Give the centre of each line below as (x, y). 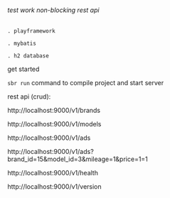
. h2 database (28, 56)
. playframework (31, 31)
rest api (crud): (29, 97)
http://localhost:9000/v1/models (54, 124)
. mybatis (22, 44)
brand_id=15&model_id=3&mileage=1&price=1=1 (78, 159)
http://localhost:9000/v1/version (54, 187)
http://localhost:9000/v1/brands (54, 111)
